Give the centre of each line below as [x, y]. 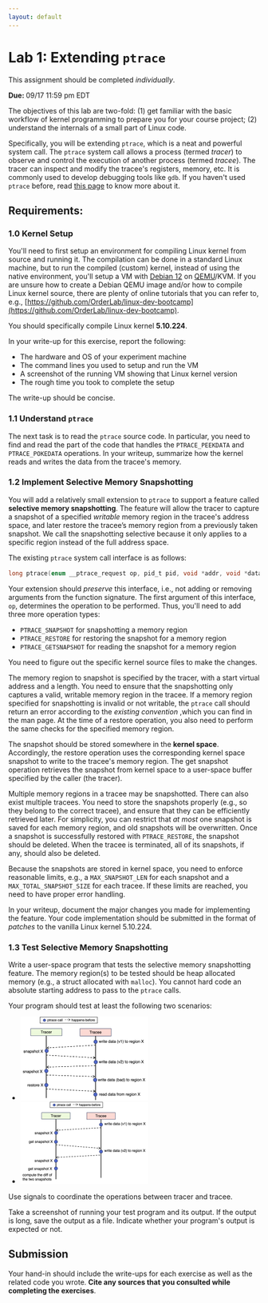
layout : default [35, 17]
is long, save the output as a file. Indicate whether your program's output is [132, 1221]
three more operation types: [54, 614]
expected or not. [35, 1229]
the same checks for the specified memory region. [91, 729]
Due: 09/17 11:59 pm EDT [49, 95]
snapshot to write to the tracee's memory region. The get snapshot [118, 761]
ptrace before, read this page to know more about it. [95, 186]
